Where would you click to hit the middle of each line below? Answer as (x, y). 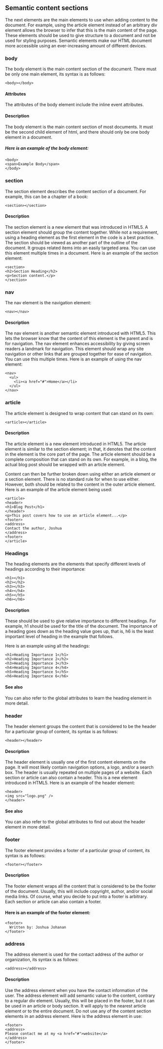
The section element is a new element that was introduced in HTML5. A (77, 227)
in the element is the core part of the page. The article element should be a (80, 454)
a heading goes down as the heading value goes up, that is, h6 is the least (79, 632)
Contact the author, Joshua (34, 528)
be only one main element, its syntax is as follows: (55, 74)
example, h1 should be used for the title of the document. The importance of (81, 626)
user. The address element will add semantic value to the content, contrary (80, 995)
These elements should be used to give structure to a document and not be (81, 35)
